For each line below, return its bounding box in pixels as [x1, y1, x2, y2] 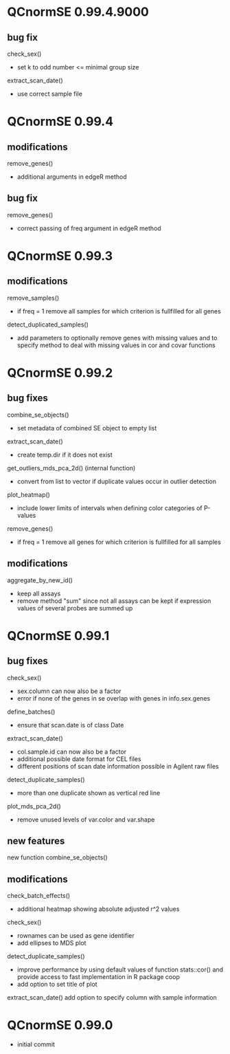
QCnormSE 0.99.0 [7, 1018, 113, 1033]
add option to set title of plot [16, 980, 97, 989]
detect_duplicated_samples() [7, 320, 89, 329]
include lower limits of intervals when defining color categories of [16, 503, 203, 512]
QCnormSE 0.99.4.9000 [7, 4, 149, 20]
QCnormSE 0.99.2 [7, 365, 113, 380]
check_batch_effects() [7, 892, 71, 900]
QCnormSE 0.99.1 [7, 628, 110, 644]
